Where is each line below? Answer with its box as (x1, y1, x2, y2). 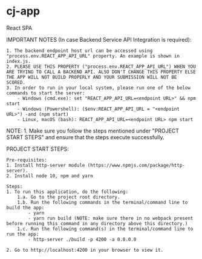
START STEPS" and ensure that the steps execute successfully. (6, 133, 165, 140)
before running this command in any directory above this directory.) (6, 220, 188, 226)
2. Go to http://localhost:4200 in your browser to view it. (6, 247, 164, 253)
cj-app (6, 4, 41, 18)
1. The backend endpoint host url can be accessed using (6, 47, 153, 54)
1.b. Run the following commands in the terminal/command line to (17, 199, 188, 205)
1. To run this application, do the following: (6, 189, 129, 195)
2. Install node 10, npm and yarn (6, 172, 94, 179)
